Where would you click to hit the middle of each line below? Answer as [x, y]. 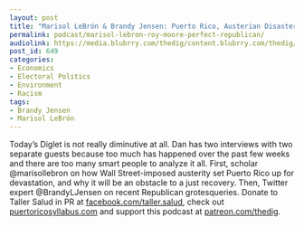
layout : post [34, 18]
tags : [19, 102]
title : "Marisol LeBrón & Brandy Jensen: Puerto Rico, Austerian [135, 26]
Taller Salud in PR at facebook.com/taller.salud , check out [117, 202]
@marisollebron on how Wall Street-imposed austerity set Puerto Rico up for [152, 174]
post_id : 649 [34, 52]
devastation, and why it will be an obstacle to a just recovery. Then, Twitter [149, 183]
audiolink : [30, 43]
